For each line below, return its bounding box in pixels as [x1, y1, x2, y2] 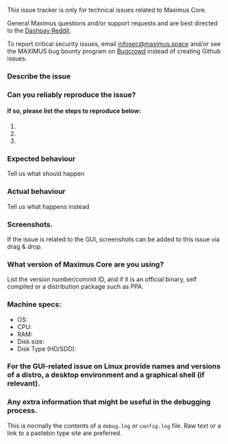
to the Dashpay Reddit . [7, 27, 72, 34]
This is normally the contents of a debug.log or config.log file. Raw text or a [7, 421, 221, 430]
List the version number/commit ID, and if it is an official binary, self [7, 275, 197, 284]
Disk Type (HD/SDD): [16, 344, 77, 353]
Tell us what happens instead [7, 202, 90, 210]
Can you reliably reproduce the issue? [7, 89, 136, 99]
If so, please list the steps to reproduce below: [7, 107, 142, 115]
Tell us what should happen [7, 170, 85, 178]
